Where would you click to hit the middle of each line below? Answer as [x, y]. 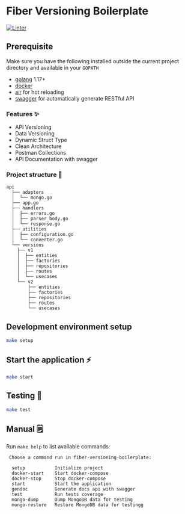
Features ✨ [23, 114]
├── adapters [28, 193]
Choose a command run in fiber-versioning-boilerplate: [80, 458]
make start [20, 377]
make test [19, 410]
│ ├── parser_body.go [40, 219]
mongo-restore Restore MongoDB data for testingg [78, 505]
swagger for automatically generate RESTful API [74, 98]
